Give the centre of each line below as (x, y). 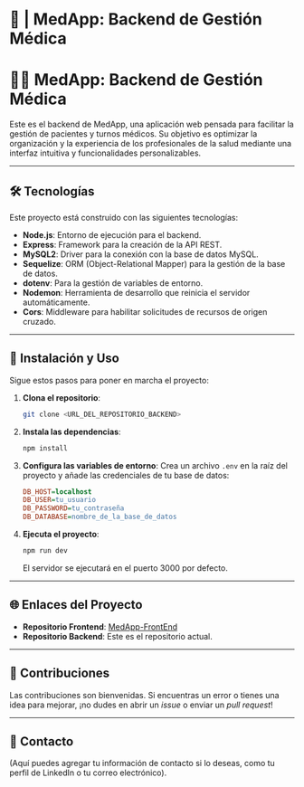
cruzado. (39, 321)
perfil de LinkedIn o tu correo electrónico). (88, 773)
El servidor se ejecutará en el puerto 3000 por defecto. (125, 568)
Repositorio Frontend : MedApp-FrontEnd (100, 626)
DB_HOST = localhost (57, 492)
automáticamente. (56, 302)
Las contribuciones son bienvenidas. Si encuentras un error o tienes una (144, 695)
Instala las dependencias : (71, 431)
